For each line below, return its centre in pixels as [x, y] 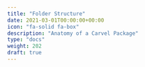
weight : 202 [24, 46]
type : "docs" [26, 40]
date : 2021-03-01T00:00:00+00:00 [56, 20]
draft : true [24, 53]
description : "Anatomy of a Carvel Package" [73, 33]
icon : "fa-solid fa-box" [43, 27]
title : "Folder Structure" [46, 14]
